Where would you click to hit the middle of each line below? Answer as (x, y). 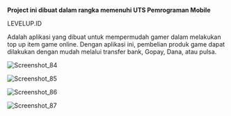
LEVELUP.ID (25, 23)
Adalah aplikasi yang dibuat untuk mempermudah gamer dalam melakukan (114, 37)
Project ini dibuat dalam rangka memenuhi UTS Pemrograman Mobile (109, 10)
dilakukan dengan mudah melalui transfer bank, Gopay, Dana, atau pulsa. (112, 52)
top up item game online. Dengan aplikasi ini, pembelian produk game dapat (116, 44)
